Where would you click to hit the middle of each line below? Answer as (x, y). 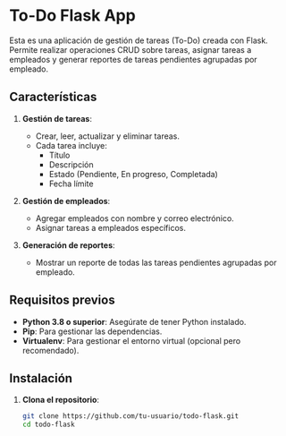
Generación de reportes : (68, 245)
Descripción (71, 164)
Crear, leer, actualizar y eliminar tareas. (108, 136)
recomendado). (50, 350)
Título (59, 155)
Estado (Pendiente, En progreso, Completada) (134, 174)
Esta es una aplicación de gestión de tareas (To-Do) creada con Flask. (139, 40)
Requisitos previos (62, 300)
